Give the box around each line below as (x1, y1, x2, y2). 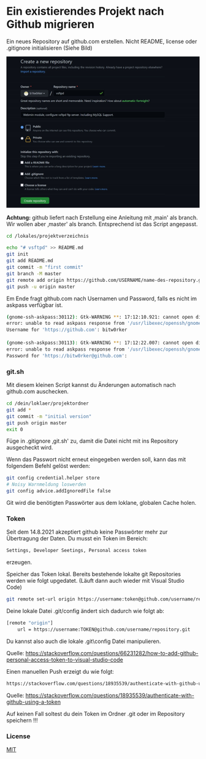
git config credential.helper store (6, 475, 100, 481)
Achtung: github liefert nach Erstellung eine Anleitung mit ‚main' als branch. (6, 214, 198, 221)
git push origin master (6, 419, 67, 426)
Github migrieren (6, 17, 95, 31)
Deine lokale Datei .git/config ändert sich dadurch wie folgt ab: (6, 607, 164, 615)
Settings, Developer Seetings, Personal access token (6, 548, 147, 554)
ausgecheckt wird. (6, 444, 53, 451)
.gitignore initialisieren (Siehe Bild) (6, 44, 93, 52)
